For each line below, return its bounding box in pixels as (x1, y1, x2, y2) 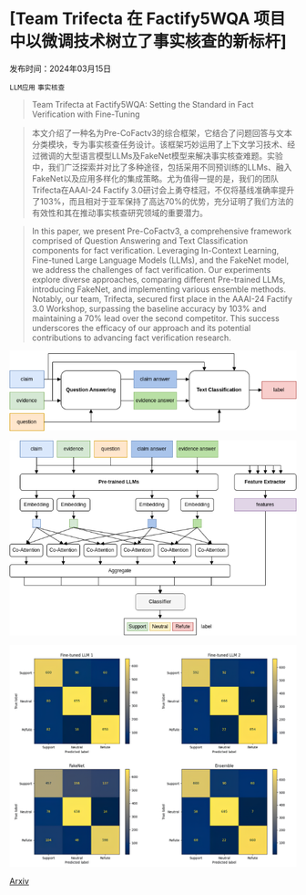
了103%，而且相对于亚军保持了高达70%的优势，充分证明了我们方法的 (31, 195, 294, 206)
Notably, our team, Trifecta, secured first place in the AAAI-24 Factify (31, 293, 293, 304)
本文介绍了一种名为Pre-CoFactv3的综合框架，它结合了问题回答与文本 (31, 127, 293, 138)
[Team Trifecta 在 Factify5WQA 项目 (9, 8, 286, 29)
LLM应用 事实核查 (9, 83, 66, 92)
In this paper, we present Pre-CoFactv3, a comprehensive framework (31, 225, 292, 236)
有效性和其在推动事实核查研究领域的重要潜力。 (31, 207, 208, 218)
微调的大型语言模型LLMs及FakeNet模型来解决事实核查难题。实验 (39, 150, 284, 161)
